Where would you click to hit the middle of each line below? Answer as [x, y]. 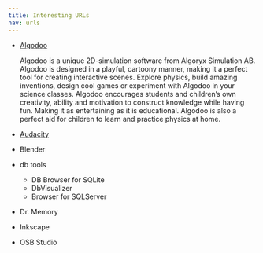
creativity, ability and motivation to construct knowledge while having [132, 102]
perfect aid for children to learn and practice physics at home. [120, 119]
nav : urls [24, 23]
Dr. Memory [39, 211]
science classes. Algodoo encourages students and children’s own [128, 93]
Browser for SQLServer [69, 196]
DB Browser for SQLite [68, 180]
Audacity [34, 134]
